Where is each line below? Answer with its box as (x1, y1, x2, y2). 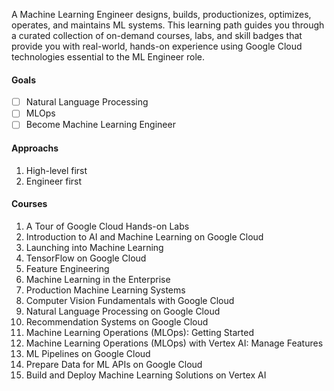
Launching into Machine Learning (25, 241, 164, 253)
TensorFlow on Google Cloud (25, 252, 147, 264)
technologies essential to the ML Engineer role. (11, 51, 206, 63)
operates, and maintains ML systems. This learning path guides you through (11, 19, 325, 31)
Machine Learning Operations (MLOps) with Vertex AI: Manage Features (25, 337, 324, 349)
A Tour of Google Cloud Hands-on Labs (25, 220, 190, 232)
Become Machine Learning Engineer (25, 119, 176, 131)
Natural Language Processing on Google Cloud (25, 305, 221, 317)
